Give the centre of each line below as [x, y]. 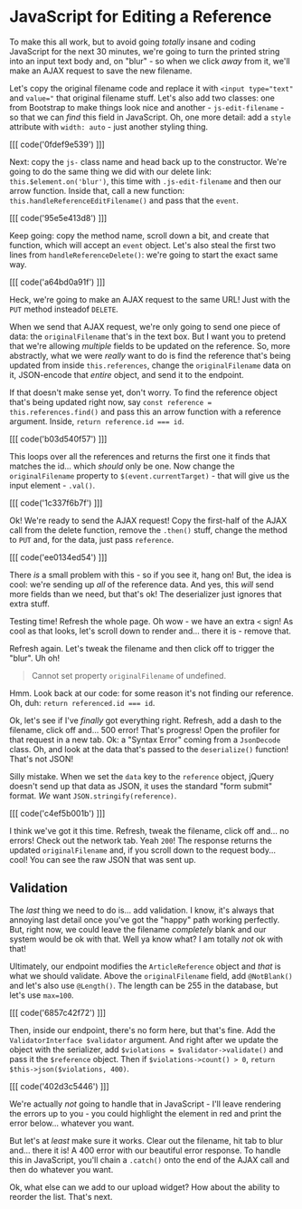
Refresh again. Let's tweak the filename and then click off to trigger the [142, 648]
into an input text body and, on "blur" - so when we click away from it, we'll [150, 61]
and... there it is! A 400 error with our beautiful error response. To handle [145, 1150]
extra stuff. [29, 604]
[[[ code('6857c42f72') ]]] [58, 1012]
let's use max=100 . [42, 995]
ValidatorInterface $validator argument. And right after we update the [144, 1040]
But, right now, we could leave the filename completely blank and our [138, 929]
